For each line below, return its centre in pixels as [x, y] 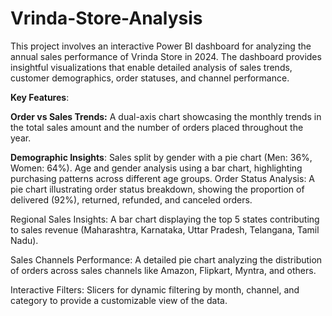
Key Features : [40, 97]
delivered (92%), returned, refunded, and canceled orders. [131, 199]
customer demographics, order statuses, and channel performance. [150, 78]
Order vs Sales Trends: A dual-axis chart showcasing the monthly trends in [166, 116]
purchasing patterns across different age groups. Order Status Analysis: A [163, 178]
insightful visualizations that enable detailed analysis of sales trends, [151, 67]
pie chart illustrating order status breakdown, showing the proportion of [157, 189]
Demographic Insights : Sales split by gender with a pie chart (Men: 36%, [161, 157]
